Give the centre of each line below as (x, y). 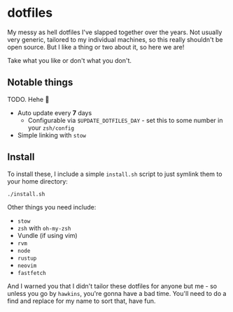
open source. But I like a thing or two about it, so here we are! (96, 47)
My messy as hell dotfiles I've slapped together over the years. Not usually (115, 32)
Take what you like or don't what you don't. (69, 60)
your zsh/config (51, 128)
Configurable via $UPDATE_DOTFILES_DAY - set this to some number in (125, 120)
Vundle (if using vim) (48, 236)
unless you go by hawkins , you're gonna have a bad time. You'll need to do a (117, 294)
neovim (27, 266)
